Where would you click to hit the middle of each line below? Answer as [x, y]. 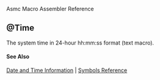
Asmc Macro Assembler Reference [50, 9]
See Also [18, 57]
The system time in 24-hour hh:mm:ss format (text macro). [80, 43]
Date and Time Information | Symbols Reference [67, 70]
